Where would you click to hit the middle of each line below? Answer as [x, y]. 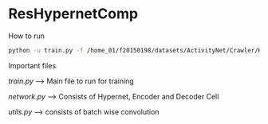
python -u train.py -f [46, 50]
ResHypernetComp [73, 14]
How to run [27, 36]
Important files [32, 65]
